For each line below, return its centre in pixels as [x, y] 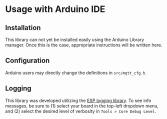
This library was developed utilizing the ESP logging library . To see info [78, 100]
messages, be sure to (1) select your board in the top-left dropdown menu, [82, 105]
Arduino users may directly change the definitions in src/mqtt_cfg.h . [76, 72]
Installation [23, 28]
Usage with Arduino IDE [55, 9]
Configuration [27, 61]
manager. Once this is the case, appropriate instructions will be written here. [84, 45]
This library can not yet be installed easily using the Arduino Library [75, 39]
